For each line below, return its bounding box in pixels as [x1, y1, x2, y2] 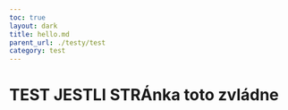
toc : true [9, 13, 47, 22]
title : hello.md [9, 30, 70, 38]
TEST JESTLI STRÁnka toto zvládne [9, 85, 279, 106]
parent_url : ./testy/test [9, 38, 106, 47]
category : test [9, 47, 66, 55]
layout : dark [9, 21, 58, 30]
